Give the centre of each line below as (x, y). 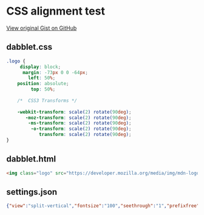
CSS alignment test (56, 11)
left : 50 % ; (42, 78)
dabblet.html (31, 159)
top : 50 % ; (43, 89)
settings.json (32, 192)
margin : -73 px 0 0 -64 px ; (55, 72)
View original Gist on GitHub (42, 28)
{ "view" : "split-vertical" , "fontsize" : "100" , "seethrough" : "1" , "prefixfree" (103, 206)
